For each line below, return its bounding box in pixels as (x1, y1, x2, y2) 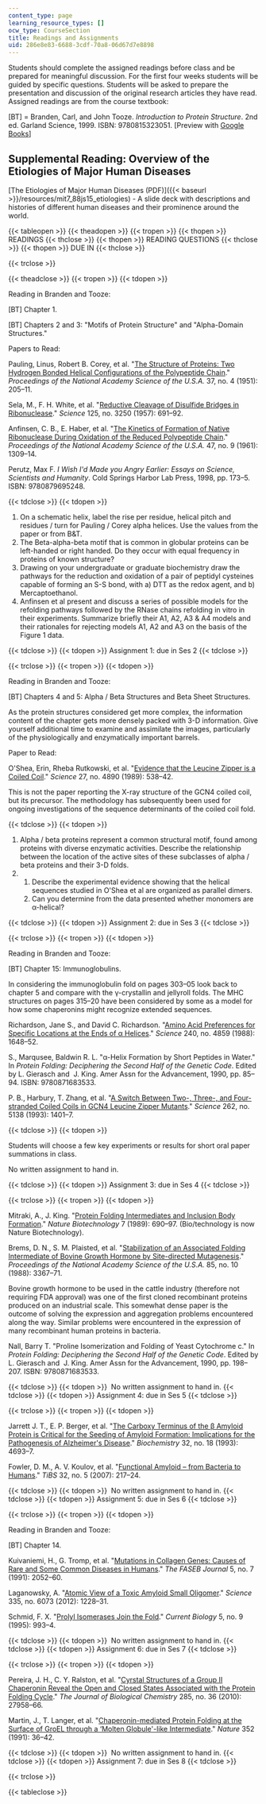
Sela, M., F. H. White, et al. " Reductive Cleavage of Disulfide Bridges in (8, 400, 240, 409)
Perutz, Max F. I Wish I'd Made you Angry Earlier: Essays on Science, (8, 464, 236, 473)
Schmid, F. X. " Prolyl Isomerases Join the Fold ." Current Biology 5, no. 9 (8, 1612, 244, 1621)
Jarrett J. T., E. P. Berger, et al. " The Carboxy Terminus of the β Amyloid (8, 1421, 244, 1431)
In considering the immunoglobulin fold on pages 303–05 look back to (8, 979, 238, 989)
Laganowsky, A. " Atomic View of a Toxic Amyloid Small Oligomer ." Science (8, 1588, 253, 1597)
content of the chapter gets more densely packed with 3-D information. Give (8, 716, 259, 725)
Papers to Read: (8, 343, 61, 353)
